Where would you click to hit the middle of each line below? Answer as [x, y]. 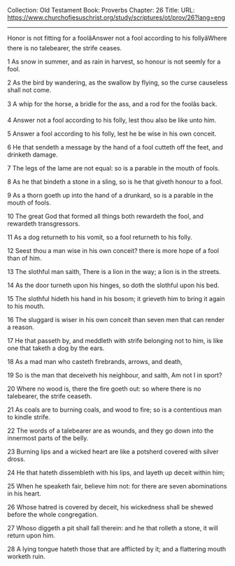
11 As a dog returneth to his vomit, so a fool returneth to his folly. [100, 237]
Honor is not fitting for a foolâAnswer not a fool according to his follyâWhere [117, 38]
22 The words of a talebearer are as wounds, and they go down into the [111, 430]
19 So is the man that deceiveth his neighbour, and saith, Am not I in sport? [115, 375]
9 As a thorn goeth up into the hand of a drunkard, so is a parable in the [110, 195]
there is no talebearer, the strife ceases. [65, 48]
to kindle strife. [29, 417]
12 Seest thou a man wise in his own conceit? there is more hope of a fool [113, 251]
